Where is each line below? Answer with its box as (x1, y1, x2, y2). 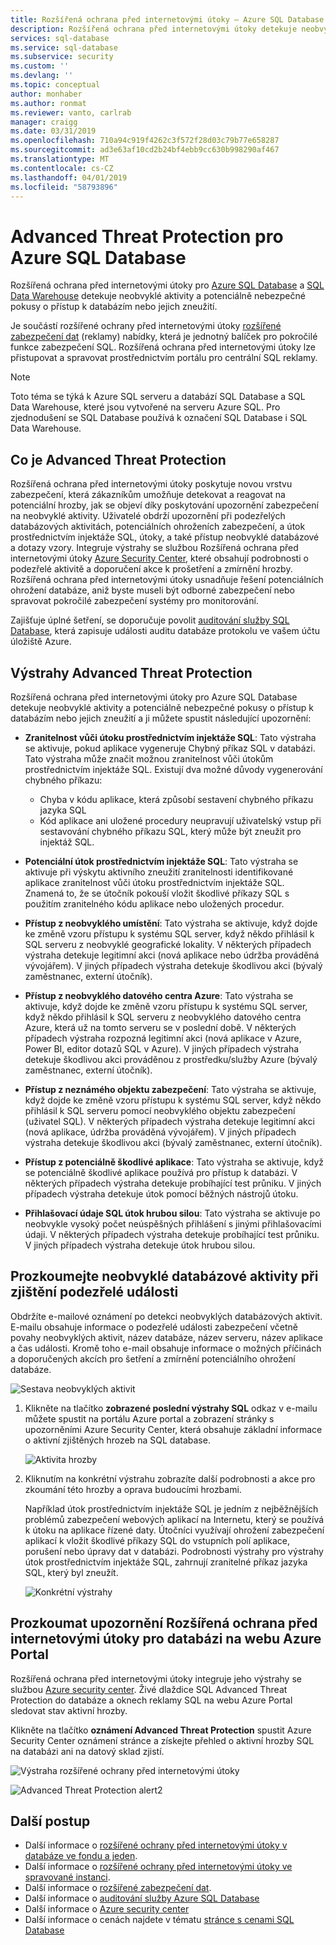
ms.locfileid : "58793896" (10, 182, 118, 192)
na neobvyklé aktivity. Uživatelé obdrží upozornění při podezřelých (10, 510, 286, 522)
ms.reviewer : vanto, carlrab (10, 107, 132, 118)
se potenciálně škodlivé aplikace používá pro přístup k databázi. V (24, 1166, 298, 1178)
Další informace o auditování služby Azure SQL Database (24, 1892, 260, 1905)
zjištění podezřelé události (10, 1284, 179, 1301)
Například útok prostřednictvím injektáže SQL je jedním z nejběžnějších (24, 1502, 319, 1515)
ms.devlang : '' (10, 71, 74, 81)
